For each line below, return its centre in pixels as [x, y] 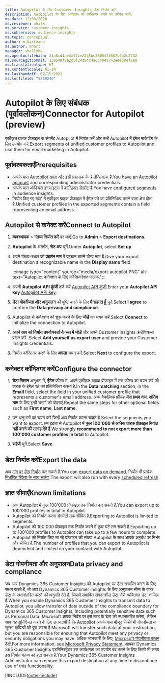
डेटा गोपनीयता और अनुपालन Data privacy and [64, 564]
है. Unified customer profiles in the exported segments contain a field [81, 204]
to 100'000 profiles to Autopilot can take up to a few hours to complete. [84, 532]
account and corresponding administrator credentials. [67, 182]
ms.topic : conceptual [27, 38]
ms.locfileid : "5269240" [30, 79]
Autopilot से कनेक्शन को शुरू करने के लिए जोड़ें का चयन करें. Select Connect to [80, 317]
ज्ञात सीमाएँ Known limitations [46, 493]
